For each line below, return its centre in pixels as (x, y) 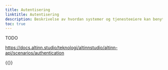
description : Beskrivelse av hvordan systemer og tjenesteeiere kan (78, 19)
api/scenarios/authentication (35, 53)
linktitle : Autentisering (32, 14)
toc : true (15, 24)
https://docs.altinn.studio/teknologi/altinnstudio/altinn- (61, 47)
